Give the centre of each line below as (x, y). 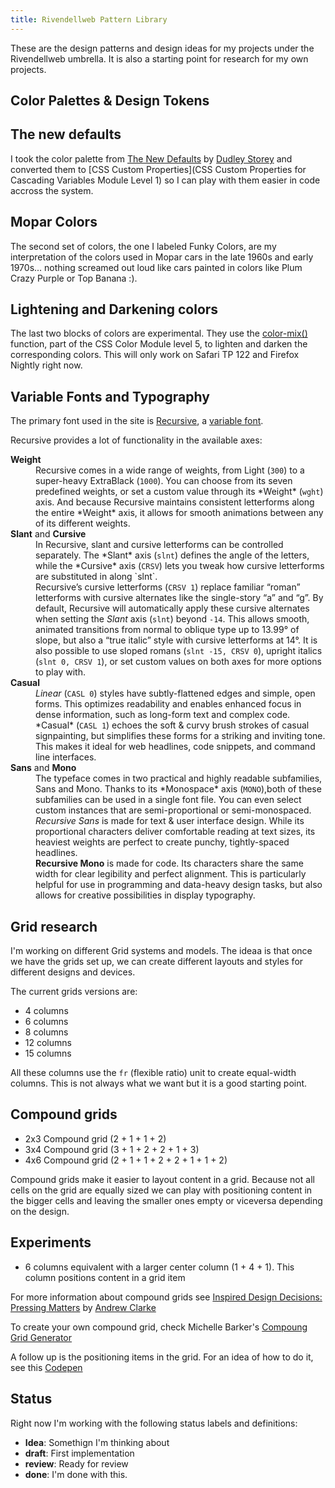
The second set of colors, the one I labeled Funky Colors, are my (143, 246)
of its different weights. (83, 523)
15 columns (48, 1053)
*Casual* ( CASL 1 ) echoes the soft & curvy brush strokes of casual (172, 725)
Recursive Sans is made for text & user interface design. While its (170, 821)
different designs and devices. (73, 972)
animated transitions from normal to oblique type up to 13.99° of (167, 630)
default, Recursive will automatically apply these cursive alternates (172, 608)
